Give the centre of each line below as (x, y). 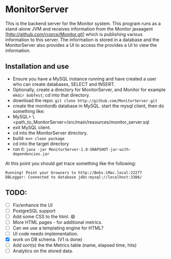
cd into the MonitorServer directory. (50, 133)
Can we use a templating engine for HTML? (58, 228)
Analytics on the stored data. (43, 251)
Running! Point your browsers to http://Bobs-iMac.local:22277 (74, 172)
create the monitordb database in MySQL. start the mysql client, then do (88, 106)
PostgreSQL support (34, 211)
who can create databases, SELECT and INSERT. (64, 84)
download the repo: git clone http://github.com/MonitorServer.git (85, 100)
